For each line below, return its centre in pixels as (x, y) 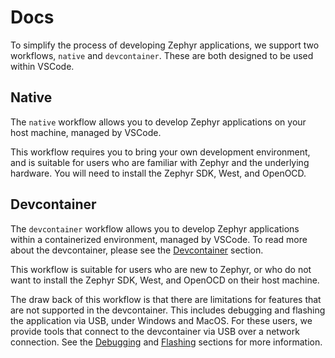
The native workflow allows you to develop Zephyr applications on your (158, 122)
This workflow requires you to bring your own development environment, (160, 152)
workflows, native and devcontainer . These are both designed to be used (162, 55)
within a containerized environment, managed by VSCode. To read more (159, 239)
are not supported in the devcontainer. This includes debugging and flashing (168, 310)
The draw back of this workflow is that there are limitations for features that (166, 299)
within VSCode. (42, 66)
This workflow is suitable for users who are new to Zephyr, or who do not (161, 269)
